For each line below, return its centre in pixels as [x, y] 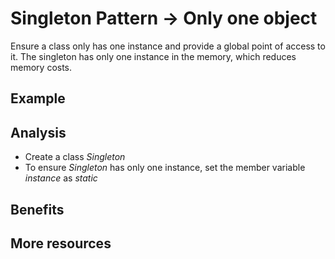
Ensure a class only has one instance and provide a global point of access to [168, 46]
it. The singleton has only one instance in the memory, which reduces [153, 56]
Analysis [38, 132]
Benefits [37, 209]
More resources [61, 243]
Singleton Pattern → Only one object [164, 18]
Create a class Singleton [75, 157]
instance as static [61, 178]
